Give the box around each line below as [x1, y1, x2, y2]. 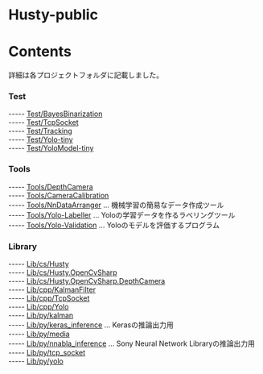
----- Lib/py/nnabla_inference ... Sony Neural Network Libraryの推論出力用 [8, 339, 256, 348]
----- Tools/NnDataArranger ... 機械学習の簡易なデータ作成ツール [8, 200, 224, 210]
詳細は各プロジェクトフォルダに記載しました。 [8, 70, 163, 80]
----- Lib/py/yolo [8, 356, 64, 366]
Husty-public [8, 6, 99, 24]
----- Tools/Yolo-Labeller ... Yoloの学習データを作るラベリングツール [8, 210, 236, 219]
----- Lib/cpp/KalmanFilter [8, 285, 97, 295]
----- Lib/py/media [8, 329, 70, 339]
